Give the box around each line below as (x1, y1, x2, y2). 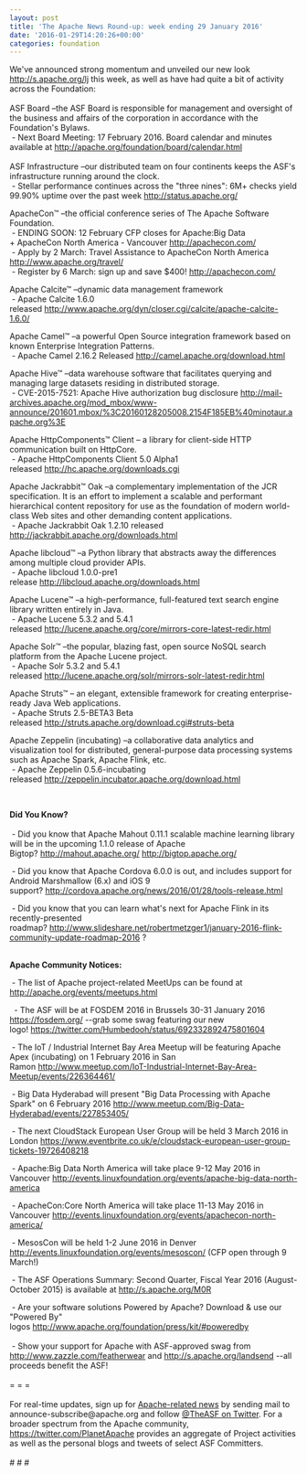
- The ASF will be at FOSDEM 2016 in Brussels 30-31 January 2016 (13, 1005, 266, 1016)
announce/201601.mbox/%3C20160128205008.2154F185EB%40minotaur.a (9, 407, 293, 418)
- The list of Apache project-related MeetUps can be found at (11, 977, 243, 988)
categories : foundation (9, 38, 101, 48)
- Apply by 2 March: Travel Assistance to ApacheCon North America (11, 247, 270, 258)
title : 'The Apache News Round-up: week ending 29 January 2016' (9, 22, 263, 31)
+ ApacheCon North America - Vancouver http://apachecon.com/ (9, 237, 257, 248)
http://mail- (240, 388, 283, 399)
